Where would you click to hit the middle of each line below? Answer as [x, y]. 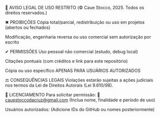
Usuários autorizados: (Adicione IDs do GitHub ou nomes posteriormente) [80, 109]
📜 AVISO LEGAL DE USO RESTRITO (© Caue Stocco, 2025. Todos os [75, 8]
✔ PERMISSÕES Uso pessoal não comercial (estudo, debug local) [72, 52]
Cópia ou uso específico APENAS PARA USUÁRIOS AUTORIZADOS [73, 70]
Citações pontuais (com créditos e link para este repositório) [66, 61]
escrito [12, 42]
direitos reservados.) [26, 13]
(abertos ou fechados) [28, 27]
